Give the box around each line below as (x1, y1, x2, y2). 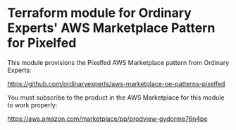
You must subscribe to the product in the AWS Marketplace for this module (7, 93, 225, 102)
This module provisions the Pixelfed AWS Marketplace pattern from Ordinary (7, 58, 230, 66)
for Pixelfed (7, 35, 77, 51)
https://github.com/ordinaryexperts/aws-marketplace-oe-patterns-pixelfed (7, 79, 225, 88)
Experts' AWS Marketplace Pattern (7, 20, 216, 36)
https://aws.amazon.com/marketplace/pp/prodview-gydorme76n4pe (7, 114, 208, 123)
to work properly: (7, 100, 58, 109)
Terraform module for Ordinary (7, 5, 192, 21)
